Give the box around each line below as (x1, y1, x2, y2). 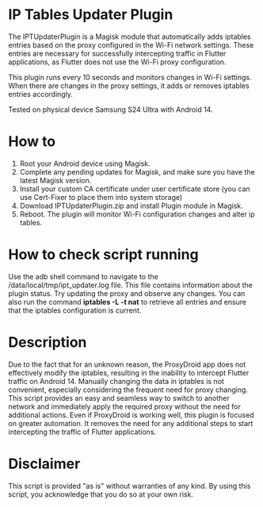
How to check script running (8, 246, 200, 263)
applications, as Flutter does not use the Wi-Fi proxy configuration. (8, 57, 227, 67)
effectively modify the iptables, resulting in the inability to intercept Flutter (8, 367, 250, 378)
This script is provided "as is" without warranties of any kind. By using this (8, 481, 251, 490)
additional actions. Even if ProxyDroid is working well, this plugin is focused (8, 410, 255, 420)
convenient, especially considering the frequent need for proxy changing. (8, 385, 248, 394)
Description (8, 333, 87, 351)
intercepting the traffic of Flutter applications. (8, 427, 157, 436)
